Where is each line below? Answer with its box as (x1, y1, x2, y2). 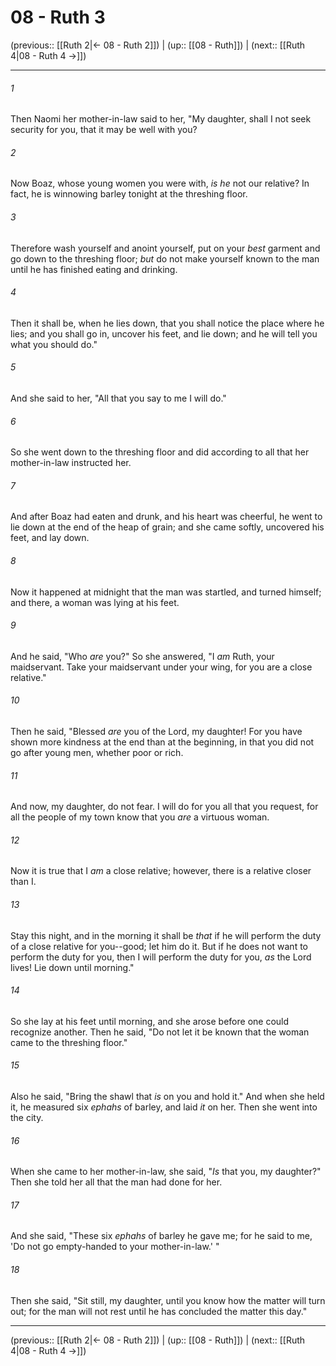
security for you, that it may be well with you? (10, 124, 198, 136)
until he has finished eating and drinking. (10, 263, 178, 275)
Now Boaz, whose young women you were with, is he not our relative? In (10, 177, 310, 190)
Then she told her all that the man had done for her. (10, 1176, 223, 1188)
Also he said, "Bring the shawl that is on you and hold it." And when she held (10, 1090, 325, 1102)
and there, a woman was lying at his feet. (10, 596, 180, 608)
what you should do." (10, 338, 98, 350)
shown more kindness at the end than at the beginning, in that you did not (10, 736, 315, 748)
